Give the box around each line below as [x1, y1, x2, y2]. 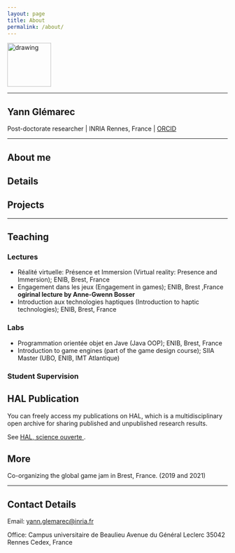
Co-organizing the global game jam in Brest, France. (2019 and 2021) [7, 472, 206, 480]
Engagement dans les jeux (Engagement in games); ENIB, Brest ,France [17, 283, 224, 291]
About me [7, 152, 51, 164]
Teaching [7, 231, 49, 243]
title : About [7, 17, 45, 24]
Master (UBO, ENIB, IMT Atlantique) [17, 354, 120, 362]
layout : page [7, 10, 45, 18]
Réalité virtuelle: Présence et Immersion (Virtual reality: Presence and [17, 268, 218, 276]
